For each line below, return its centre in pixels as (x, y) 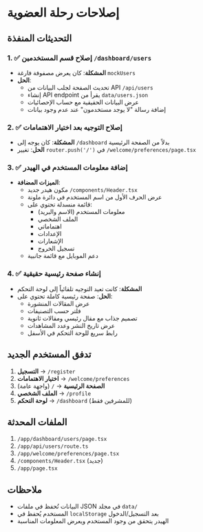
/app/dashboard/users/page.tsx (62, 440)
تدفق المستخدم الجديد (49, 354)
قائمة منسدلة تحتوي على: (60, 204)
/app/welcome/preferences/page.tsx (68, 454)
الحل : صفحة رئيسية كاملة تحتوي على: (65, 296)
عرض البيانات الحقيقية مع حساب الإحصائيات (83, 102)
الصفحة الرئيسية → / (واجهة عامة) (61, 386)
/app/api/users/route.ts (53, 446)
